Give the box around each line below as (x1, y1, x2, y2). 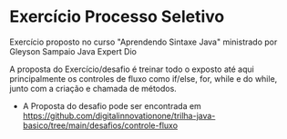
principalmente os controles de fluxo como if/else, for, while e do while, (9, 73, 278, 84)
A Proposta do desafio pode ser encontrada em (22, 100, 202, 111)
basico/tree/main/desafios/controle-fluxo (22, 120, 179, 131)
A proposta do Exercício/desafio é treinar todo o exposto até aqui (9, 64, 255, 74)
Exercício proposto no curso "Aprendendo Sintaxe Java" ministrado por (9, 36, 278, 47)
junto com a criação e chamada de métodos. (9, 83, 178, 94)
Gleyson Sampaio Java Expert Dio (9, 45, 137, 56)
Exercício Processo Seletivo (9, 6, 225, 27)
